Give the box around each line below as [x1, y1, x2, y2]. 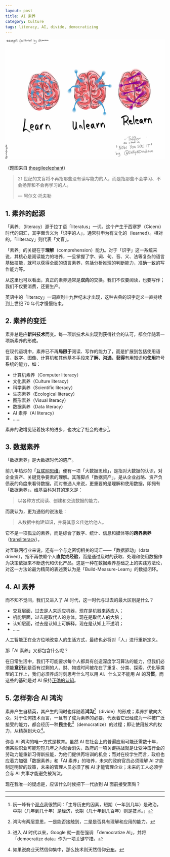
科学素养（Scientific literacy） [12, 384, 76, 391]
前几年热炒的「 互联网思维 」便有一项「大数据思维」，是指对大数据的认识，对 [5, 468, 163, 474]
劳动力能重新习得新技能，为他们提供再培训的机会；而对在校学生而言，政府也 [5, 751, 165, 757]
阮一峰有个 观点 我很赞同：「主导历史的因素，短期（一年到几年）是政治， [12, 801, 161, 807]
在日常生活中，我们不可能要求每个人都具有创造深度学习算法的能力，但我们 [5, 658, 160, 664]
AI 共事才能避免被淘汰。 [15, 770, 66, 776]
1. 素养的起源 [5, 209, 46, 218]
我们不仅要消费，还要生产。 [5, 283, 63, 290]
